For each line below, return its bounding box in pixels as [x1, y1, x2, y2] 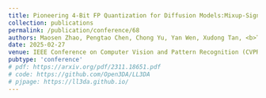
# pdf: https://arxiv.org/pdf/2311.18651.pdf [8, 63, 161, 71]
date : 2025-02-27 [8, 41, 66, 49]
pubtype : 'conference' [8, 56, 83, 64]
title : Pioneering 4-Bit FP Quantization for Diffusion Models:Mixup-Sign [8, 11, 260, 20]
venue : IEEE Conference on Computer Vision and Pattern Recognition [8, 48, 239, 56]
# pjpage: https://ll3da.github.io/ [8, 77, 129, 85]
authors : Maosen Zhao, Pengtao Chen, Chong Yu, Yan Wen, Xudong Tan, [8, 33, 243, 42]
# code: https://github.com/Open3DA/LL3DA [8, 70, 150, 78]
